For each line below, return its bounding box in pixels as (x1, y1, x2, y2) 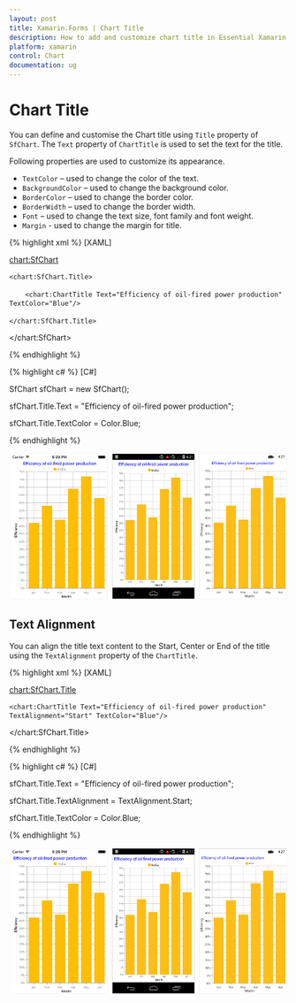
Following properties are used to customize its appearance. (9, 156, 225, 166)
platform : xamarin (9, 42, 77, 51)
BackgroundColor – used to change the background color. (21, 182, 229, 193)
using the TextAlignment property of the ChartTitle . (9, 650, 198, 661)
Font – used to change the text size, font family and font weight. (21, 211, 254, 221)
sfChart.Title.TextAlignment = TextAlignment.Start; (9, 795, 193, 806)
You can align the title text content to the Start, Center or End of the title (9, 640, 270, 651)
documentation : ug (9, 61, 77, 70)
